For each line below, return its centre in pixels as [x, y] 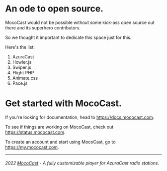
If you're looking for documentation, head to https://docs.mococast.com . [80, 117]
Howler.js [22, 62]
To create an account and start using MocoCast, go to [60, 142]
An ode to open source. [54, 9]
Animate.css [25, 78]
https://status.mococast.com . [35, 132]
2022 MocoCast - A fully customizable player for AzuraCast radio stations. [82, 163]
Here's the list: [20, 47]
